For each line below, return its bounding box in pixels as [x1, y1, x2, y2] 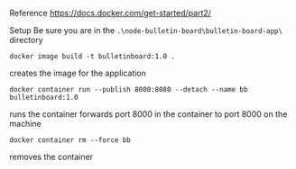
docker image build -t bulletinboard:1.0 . [9, 52, 176, 61]
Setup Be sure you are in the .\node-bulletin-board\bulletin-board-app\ [9, 25, 282, 35]
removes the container [9, 152, 93, 162]
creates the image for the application [9, 67, 147, 78]
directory [9, 35, 43, 45]
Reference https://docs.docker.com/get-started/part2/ [9, 8, 212, 18]
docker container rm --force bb [9, 136, 131, 145]
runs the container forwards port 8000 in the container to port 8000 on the [9, 109, 288, 120]
